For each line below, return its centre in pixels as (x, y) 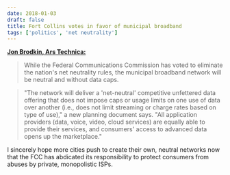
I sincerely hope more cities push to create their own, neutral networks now (114, 150)
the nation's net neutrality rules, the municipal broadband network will (123, 72)
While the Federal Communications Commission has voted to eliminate (123, 65)
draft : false (26, 20)
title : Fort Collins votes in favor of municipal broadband (95, 26)
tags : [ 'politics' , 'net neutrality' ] (62, 32)
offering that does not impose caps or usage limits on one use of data (122, 100)
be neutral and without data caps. (71, 80)
